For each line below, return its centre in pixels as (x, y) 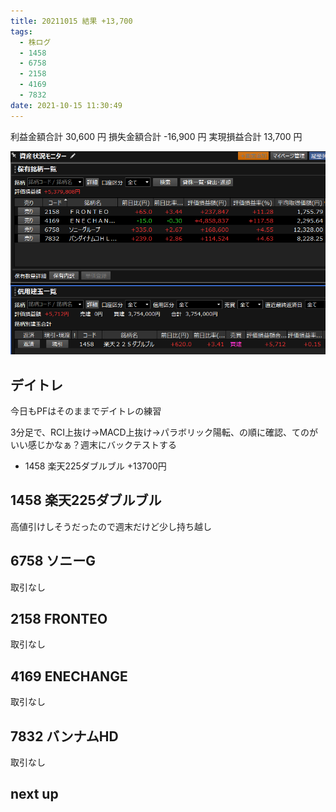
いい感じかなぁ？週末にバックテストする (93, 445)
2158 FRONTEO (59, 619)
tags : (21, 31)
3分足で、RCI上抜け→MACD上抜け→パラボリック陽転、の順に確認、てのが (164, 432)
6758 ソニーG (53, 561)
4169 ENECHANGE (69, 676)
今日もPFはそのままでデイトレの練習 (86, 411)
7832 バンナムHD (64, 736)
